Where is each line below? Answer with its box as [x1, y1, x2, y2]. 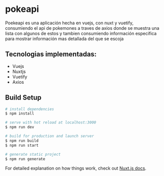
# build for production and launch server [5, 134, 94, 139]
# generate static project [5, 152, 61, 157]
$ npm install [5, 111, 35, 116]
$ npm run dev [5, 125, 35, 130]
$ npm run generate [5, 156, 46, 162]
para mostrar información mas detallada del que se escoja [5, 36, 124, 42]
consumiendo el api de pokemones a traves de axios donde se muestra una [5, 25, 160, 31]
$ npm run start [5, 143, 39, 148]
